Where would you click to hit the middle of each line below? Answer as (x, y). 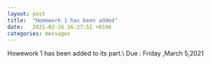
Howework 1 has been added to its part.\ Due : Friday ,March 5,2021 (105, 53)
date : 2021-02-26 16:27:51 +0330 (59, 27)
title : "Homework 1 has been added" (63, 20)
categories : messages (39, 33)
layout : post (26, 14)
